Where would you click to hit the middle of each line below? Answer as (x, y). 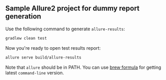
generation (23, 17)
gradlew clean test (26, 38)
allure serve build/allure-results (43, 57)
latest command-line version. (35, 73)
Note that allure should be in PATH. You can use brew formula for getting (83, 67)
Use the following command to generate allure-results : (65, 29)
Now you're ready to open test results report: (53, 48)
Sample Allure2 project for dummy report (72, 8)
